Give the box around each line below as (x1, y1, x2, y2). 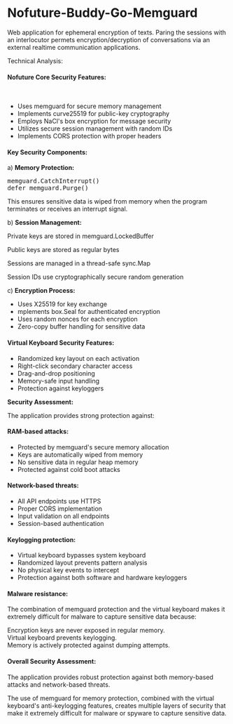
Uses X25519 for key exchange (17, 300, 107, 308)
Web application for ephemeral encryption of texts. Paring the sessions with (7, 28, 226, 37)
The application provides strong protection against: (7, 411, 155, 419)
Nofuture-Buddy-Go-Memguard (7, 5, 198, 21)
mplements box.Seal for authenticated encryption (17, 308, 161, 316)
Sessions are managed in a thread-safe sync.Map (7, 259, 151, 268)
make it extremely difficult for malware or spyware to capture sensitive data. (7, 709, 227, 717)
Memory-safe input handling (17, 376, 100, 385)
